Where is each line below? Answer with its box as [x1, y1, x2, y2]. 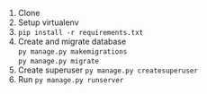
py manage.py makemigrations [17, 47, 128, 56]
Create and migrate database [17, 36, 127, 47]
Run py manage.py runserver [17, 74, 124, 84]
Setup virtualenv [17, 17, 79, 28]
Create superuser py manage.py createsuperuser [17, 64, 198, 75]
